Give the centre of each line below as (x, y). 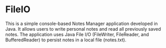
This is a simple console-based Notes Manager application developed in (81, 23)
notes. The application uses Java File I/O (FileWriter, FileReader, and (77, 34)
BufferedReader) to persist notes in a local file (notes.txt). (66, 40)
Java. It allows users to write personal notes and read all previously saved (83, 29)
